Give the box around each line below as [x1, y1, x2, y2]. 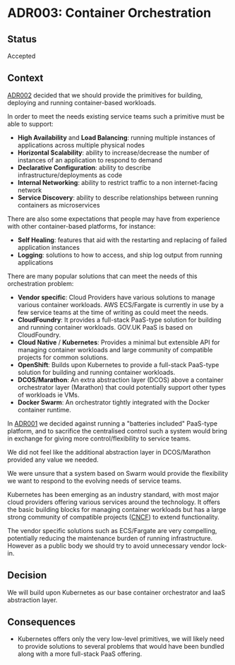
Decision [7, 570, 47, 582]
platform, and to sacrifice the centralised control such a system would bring [7, 426, 228, 435]
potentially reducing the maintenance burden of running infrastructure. [7, 534, 213, 542]
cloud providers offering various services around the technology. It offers [7, 498, 221, 506]
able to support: [7, 119, 54, 128]
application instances [17, 243, 80, 251]
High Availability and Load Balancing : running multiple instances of [17, 133, 216, 142]
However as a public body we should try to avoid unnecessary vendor [7, 541, 211, 550]
